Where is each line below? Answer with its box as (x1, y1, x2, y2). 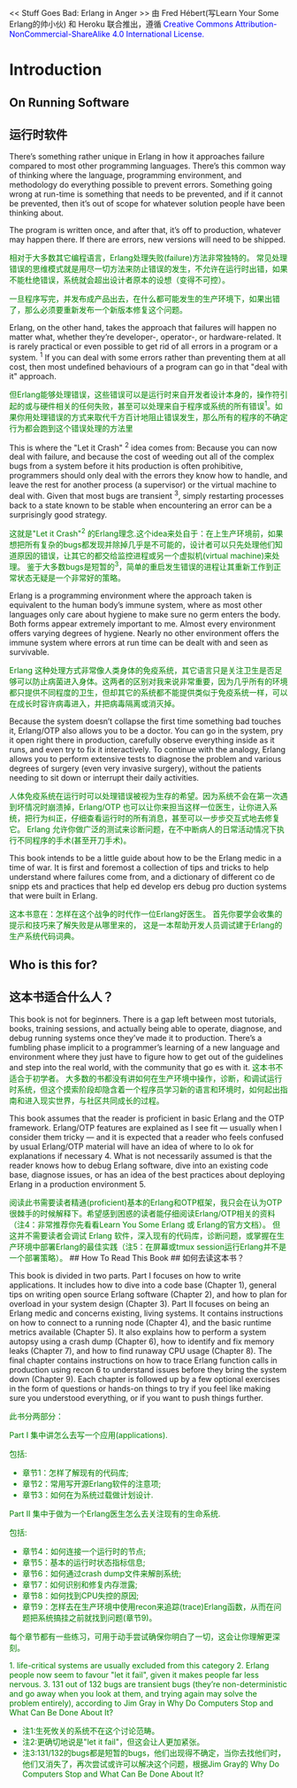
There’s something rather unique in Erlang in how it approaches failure (9, 152, 265, 162)
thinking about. (9, 207, 65, 219)
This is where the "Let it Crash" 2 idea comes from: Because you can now (9, 440, 278, 453)
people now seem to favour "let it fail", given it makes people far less (9, 1669, 259, 1680)
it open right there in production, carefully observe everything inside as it (9, 735, 276, 746)
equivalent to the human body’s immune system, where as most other (9, 600, 263, 610)
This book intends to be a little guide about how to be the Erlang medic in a (9, 853, 282, 864)
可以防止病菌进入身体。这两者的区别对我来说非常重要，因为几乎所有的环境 (16, 676, 288, 687)
